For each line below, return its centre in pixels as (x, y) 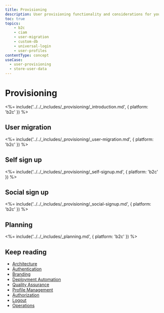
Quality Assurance (31, 285)
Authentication (27, 269)
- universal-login (32, 46)
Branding (21, 274)
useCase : (14, 60)
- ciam (20, 32)
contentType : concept (27, 55)
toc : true (15, 19)
